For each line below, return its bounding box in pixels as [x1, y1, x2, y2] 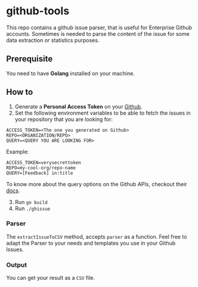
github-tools [6, 4, 70, 18]
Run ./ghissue [14, 205, 51, 212]
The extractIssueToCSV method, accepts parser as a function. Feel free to [6, 233, 187, 240]
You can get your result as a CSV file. [6, 274, 95, 282]
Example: [6, 148, 29, 155]
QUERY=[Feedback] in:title [6, 170, 73, 176]
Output [6, 261, 27, 269]
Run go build [14, 198, 48, 205]
